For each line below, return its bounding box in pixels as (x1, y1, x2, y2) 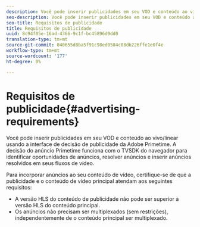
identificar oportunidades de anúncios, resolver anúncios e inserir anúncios (6, 153, 192, 161)
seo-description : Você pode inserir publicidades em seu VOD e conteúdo (6, 14, 190, 20)
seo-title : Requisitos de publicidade (6, 20, 102, 26)
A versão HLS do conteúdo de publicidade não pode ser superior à (14, 195, 179, 203)
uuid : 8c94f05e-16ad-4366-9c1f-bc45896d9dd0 (6, 31, 118, 37)
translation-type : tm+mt (6, 36, 68, 42)
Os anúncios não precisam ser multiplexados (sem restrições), (14, 208, 168, 215)
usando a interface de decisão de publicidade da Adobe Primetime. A (6, 141, 177, 148)
